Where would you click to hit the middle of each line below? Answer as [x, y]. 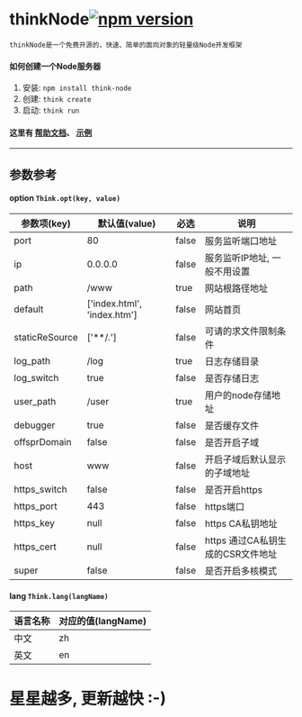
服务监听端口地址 [241, 241]
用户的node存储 [239, 395]
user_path [35, 401]
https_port [36, 506]
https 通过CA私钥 [241, 540]
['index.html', [114, 304]
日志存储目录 [232, 361]
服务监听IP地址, [237, 258]
